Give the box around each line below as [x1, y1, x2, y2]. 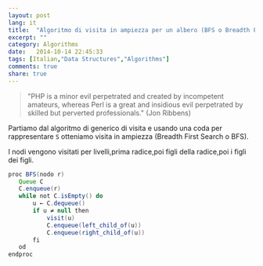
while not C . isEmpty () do [18, 192, 103, 200]
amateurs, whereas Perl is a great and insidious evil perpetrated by [27, 100, 243, 109]
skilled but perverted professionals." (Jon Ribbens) [27, 107, 192, 118]
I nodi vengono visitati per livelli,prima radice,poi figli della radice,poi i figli [8, 147, 247, 156]
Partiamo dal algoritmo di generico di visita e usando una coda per [8, 123, 223, 133]
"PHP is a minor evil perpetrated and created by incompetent [27, 91, 225, 100]
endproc [8, 250, 34, 259]
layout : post [8, 11, 51, 20]
